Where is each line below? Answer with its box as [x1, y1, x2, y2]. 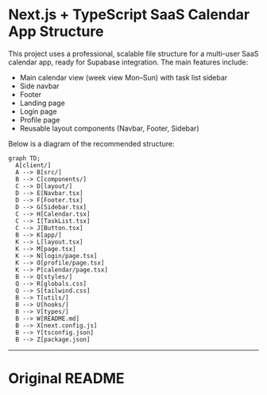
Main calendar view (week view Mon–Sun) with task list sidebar [19, 72, 228, 82]
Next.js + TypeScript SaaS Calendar [8, 6, 250, 24]
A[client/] [15, 161, 52, 169]
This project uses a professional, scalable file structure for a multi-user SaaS [8, 49, 259, 58]
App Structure [8, 22, 104, 41]
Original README [8, 370, 125, 388]
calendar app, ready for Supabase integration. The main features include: [8, 57, 249, 67]
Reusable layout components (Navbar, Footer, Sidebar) [19, 123, 199, 133]
